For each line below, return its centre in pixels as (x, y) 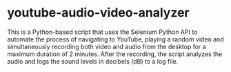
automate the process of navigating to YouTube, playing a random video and (115, 39)
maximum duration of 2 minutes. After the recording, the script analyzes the (115, 54)
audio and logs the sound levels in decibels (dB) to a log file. (93, 61)
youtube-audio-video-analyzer (98, 13)
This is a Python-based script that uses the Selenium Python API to (102, 32)
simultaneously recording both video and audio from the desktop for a (107, 46)
